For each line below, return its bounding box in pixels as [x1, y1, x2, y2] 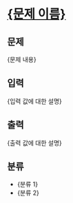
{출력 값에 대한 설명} [7, 138, 62, 147]
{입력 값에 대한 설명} [7, 97, 62, 105]
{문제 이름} [7, 6, 66, 22]
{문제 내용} [7, 56, 36, 63]
